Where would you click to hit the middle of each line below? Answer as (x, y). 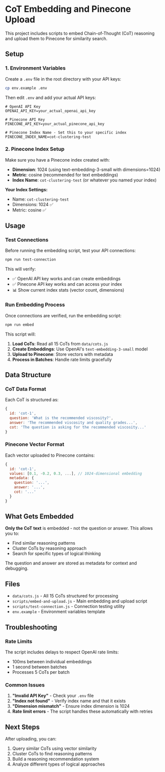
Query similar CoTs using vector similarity (54, 749)
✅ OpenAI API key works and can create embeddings (66, 279)
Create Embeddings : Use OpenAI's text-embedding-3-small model (80, 349)
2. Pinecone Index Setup (35, 149)
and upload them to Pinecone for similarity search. (56, 39)
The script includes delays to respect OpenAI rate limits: (62, 652)
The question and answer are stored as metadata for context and (71, 563)
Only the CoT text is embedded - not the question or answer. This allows (79, 528)
